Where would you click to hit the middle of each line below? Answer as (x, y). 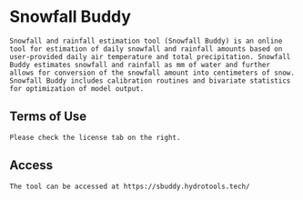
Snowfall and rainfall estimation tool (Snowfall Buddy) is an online (146, 41)
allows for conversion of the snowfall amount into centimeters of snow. (152, 73)
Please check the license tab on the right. (95, 137)
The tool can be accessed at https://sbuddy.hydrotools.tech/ (130, 186)
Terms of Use (48, 117)
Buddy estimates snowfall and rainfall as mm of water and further (140, 65)
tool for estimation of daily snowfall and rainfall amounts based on (146, 49)
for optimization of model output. (77, 88)
